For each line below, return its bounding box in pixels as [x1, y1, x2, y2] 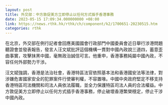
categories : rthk [5, 26, 41, 31]
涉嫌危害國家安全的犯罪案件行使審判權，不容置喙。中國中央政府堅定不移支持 [5, 76, 163, 82]
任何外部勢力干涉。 [9, 59, 49, 65]
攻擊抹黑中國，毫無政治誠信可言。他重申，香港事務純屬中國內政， [22, 53, 158, 59]
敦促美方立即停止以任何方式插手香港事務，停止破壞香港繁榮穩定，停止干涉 [9, 88, 163, 94]
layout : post [5, 7, 32, 12]
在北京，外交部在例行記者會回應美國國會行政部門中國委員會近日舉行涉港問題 [5, 40, 163, 46]
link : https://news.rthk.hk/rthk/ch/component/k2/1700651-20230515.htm [5, 21, 157, 26]
